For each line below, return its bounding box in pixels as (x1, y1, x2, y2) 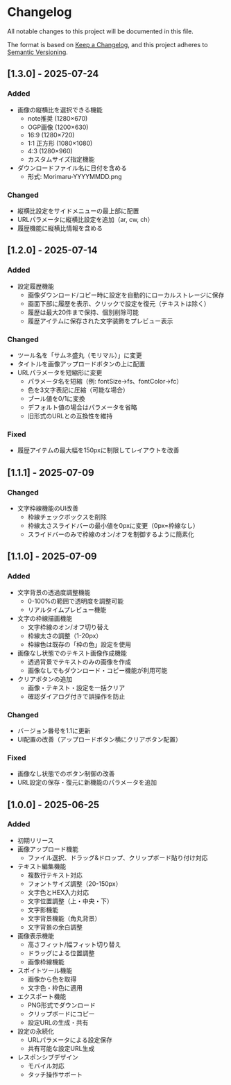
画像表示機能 (17, 931, 54, 940)
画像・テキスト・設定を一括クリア (27, 683, 126, 692)
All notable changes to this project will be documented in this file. (7, 27, 194, 35)
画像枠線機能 (27, 957, 65, 966)
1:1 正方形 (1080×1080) (27, 139, 93, 147)
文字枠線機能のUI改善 (17, 504, 78, 512)
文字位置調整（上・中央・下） (27, 896, 113, 905)
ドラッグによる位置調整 (27, 948, 95, 957)
